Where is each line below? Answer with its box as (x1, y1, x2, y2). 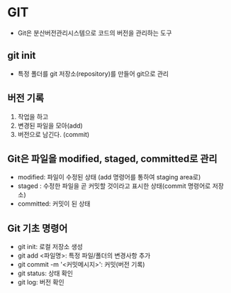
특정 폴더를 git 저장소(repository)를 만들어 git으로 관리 (17, 69, 169, 78)
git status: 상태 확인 (17, 269, 73, 277)
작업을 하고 (17, 112, 49, 121)
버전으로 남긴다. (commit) (17, 130, 90, 138)
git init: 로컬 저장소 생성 (17, 243, 83, 251)
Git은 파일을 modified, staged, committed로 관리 (7, 153, 218, 165)
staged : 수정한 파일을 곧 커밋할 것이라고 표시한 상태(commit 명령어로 (17, 182, 211, 190)
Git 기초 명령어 (7, 222, 68, 234)
